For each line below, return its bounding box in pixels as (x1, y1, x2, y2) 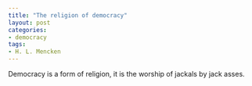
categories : (8, 26, 47, 34)
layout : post (8, 19, 51, 27)
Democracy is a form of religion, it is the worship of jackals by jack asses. (8, 70, 245, 78)
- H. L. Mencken (8, 48, 61, 56)
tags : (8, 41, 26, 48)
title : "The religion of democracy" (8, 11, 128, 20)
